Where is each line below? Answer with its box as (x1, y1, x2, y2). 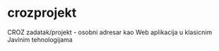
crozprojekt (7, 5, 77, 21)
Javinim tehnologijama (7, 35, 73, 43)
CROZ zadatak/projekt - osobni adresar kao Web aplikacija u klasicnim (7, 28, 213, 36)
